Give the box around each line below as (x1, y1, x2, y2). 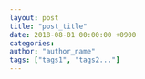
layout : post (9, 13, 59, 23)
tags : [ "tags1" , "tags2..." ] (9, 55, 120, 64)
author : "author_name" (9, 47, 96, 56)
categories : (9, 38, 55, 48)
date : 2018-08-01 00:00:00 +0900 (9, 30, 137, 39)
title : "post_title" (9, 22, 88, 31)
